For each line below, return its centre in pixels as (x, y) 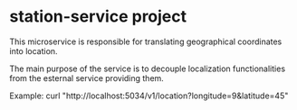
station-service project (98, 17)
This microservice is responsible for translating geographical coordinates (146, 41)
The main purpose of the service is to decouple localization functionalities (148, 69)
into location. (34, 50)
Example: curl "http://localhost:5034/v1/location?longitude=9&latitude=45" (149, 96)
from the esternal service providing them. (87, 78)
